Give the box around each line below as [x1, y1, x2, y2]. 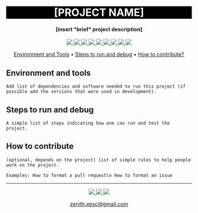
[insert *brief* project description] [55, 25, 143, 32]
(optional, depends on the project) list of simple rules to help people [6, 157, 192, 163]
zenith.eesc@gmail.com [70, 200, 128, 207]
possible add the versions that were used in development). [6, 89, 157, 95]
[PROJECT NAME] [54, 6, 144, 19]
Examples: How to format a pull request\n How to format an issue [6, 172, 173, 178]
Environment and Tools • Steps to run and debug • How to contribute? [14, 51, 184, 58]
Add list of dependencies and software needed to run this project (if [6, 84, 186, 89]
